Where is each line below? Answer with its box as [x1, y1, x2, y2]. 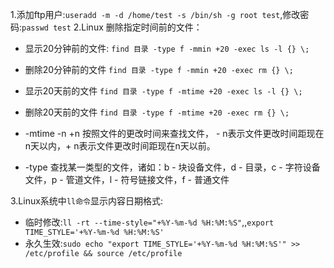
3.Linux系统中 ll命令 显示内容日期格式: [10, 195, 164, 207]
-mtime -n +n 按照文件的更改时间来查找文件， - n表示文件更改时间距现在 [24, 128, 325, 139]
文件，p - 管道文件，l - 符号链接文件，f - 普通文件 [24, 174, 230, 185]
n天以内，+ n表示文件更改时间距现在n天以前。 [24, 140, 216, 152]
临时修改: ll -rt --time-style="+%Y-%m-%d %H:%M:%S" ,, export [24, 216, 275, 228]
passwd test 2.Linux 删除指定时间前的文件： [21, 21, 203, 33]
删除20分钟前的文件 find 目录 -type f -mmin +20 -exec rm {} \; [24, 64, 294, 75]
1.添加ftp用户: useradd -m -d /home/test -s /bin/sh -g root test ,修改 [10, 9, 301, 20]
